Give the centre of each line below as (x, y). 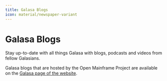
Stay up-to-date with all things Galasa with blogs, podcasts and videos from (83, 53)
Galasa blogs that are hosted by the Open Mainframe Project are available (81, 68)
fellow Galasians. (23, 58)
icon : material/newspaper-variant (41, 14)
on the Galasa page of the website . (41, 73)
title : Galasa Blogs (27, 10)
